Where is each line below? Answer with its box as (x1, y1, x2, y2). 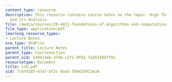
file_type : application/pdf (5, 26, 66, 32)
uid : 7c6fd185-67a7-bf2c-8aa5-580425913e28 (5, 69, 100, 74)
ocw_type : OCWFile (5, 41, 45, 46)
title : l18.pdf (5, 64, 38, 69)
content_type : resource (5, 7, 56, 13)
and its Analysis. (10, 17, 50, 22)
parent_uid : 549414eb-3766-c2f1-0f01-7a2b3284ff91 (5, 54, 116, 60)
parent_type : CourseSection (5, 50, 66, 55)
